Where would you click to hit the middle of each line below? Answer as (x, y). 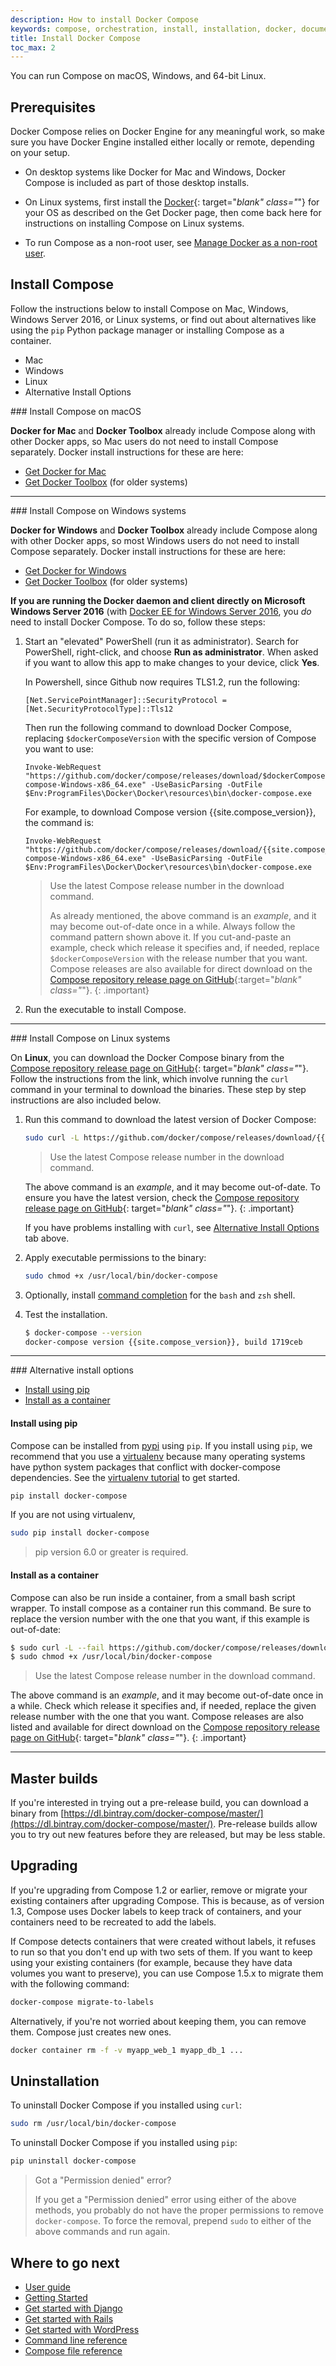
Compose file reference (73, 2351)
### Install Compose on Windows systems (98, 510)
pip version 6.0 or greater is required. (111, 1552)
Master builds (54, 1778)
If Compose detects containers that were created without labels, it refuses (163, 1941)
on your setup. (40, 153)
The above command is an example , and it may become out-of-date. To (172, 1187)
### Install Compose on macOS (76, 411)
